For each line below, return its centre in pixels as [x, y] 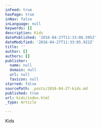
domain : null [23, 70]
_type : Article [21, 103]
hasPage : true [20, 14]
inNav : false [19, 19]
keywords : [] [19, 28]
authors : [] [17, 56]
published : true [22, 93]
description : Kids [24, 33]
